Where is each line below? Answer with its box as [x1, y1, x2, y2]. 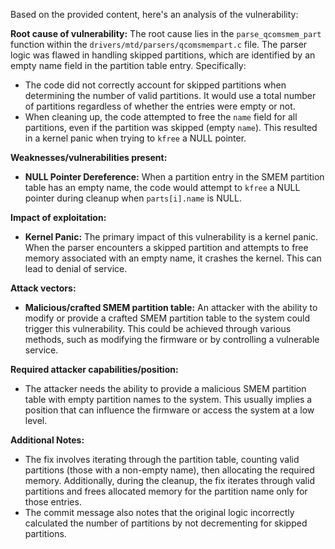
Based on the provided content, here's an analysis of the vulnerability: [10, 9, 299, 20]
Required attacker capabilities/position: [10, 364, 179, 375]
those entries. [24, 496, 82, 508]
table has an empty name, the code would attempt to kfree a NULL [24, 182, 301, 193]
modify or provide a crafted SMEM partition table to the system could [24, 312, 311, 324]
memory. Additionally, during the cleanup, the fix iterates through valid [24, 475, 315, 486]
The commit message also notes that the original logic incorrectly [24, 507, 295, 518]
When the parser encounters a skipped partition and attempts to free [24, 242, 309, 253]
